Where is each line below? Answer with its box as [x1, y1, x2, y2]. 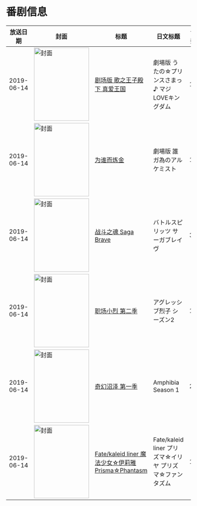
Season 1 [153, 385, 180, 393]
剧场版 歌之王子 [94, 76, 138, 84]
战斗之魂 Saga [94, 227, 134, 236]
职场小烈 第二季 [94, 307, 138, 315]
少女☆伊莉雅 [100, 459, 137, 467]
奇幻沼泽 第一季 [94, 382, 138, 390]
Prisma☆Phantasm [94, 466, 148, 474]
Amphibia [153, 378, 180, 386]
